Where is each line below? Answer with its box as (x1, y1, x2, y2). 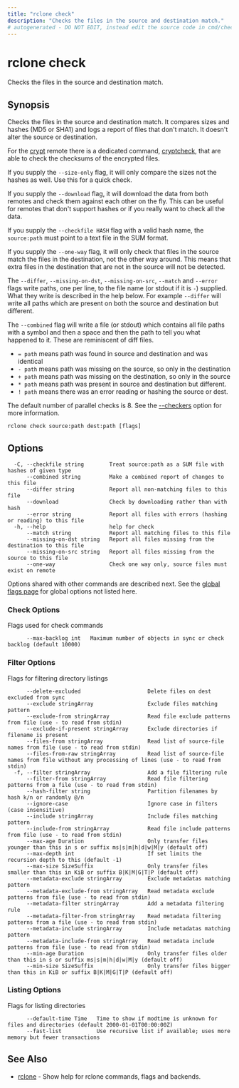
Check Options (7, 604, 60, 614)
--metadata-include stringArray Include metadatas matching (26, 925, 231, 932)
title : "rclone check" (7, 10, 75, 18)
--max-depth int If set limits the (26, 850, 202, 857)
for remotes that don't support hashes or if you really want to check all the (7, 205, 225, 213)
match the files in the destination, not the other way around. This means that (7, 255, 231, 264)
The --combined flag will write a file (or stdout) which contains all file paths (7, 320, 225, 329)
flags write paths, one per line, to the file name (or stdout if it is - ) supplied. (7, 284, 228, 293)
